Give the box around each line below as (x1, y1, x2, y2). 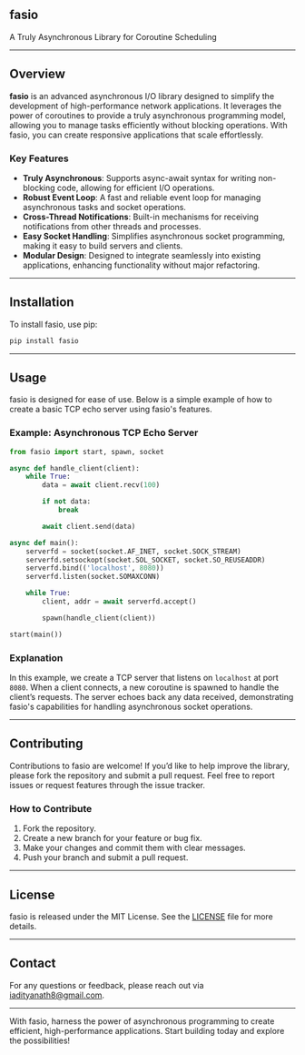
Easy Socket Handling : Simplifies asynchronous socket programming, (22, 230, 286, 241)
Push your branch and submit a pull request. (22, 852, 189, 863)
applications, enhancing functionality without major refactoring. (22, 259, 261, 270)
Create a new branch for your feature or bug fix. (22, 833, 202, 844)
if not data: (42, 497, 92, 506)
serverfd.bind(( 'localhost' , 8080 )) (25, 563, 165, 573)
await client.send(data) (42, 522, 136, 531)
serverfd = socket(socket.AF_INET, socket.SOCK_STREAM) (25, 546, 242, 556)
